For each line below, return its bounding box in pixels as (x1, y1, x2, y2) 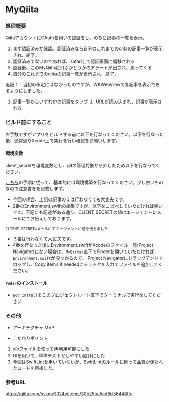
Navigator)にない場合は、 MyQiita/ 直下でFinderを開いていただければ (12, 248, 154, 255)
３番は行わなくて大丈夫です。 (12, 236, 74, 242)
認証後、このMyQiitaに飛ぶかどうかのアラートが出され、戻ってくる (12, 65, 152, 71)
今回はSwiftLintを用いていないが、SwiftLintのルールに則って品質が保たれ (12, 359, 163, 365)
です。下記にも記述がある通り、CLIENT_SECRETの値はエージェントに (12, 209, 157, 215)
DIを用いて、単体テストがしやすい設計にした (12, 353, 105, 359)
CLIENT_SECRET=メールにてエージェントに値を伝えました (5, 226, 108, 231)
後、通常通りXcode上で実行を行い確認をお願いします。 (5, 137, 120, 143)
